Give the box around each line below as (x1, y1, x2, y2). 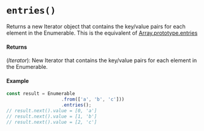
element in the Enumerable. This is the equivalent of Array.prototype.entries (6, 29, 198, 37)
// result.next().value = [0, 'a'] (6, 107, 97, 114)
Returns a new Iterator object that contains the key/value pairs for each (6, 23, 186, 30)
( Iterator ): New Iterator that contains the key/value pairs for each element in (6, 57, 197, 64)
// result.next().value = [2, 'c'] (6, 119, 97, 125)
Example (6, 77, 29, 84)
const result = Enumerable (6, 91, 75, 97)
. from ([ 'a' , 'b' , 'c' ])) (61, 96, 124, 102)
